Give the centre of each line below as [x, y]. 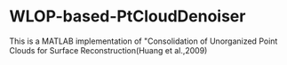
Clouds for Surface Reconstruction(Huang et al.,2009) [108, 50]
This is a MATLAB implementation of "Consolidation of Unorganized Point [143, 41]
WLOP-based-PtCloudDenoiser [128, 16]
